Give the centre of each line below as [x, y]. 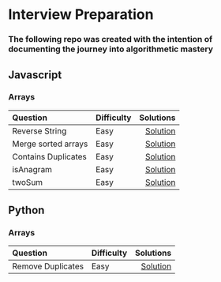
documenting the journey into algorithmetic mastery [111, 49]
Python [26, 211]
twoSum [28, 182]
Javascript [35, 75]
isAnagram [32, 169]
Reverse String [39, 130]
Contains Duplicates [49, 156]
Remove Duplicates [48, 266]
